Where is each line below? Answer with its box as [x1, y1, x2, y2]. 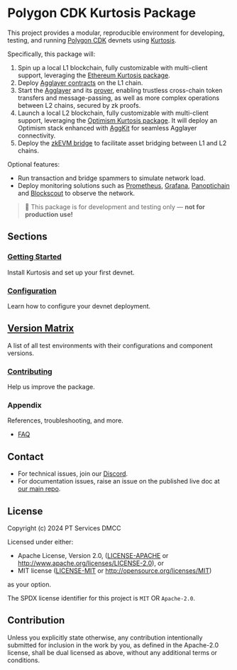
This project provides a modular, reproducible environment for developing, [7, 28, 225, 37]
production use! [24, 210, 73, 218]
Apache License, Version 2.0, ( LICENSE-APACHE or [17, 551, 169, 559]
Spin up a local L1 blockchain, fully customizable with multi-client [17, 63, 208, 72]
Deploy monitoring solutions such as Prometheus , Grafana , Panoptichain [17, 181, 231, 189]
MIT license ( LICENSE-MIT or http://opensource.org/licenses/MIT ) [17, 566, 212, 575]
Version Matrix [7, 323, 75, 335]
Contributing [7, 367, 53, 376]
